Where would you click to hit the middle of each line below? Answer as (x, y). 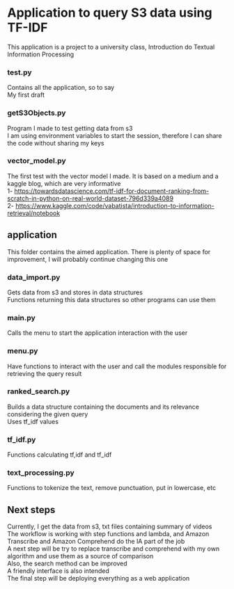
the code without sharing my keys (56, 143)
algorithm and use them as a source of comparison (80, 556)
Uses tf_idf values (33, 421)
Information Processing (41, 54)
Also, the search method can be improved (67, 564)
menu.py (23, 351)
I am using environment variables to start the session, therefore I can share (115, 135)
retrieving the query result (45, 373)
